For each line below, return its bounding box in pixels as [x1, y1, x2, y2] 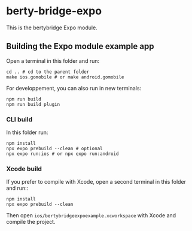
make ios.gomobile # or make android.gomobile [6, 74, 124, 80]
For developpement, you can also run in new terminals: [6, 84, 142, 92]
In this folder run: [6, 129, 48, 136]
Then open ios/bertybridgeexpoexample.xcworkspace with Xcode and [6, 212, 176, 219]
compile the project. [6, 218, 56, 226]
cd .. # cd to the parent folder [6, 69, 90, 75]
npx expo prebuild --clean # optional [6, 145, 103, 152]
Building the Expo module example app [6, 41, 154, 51]
